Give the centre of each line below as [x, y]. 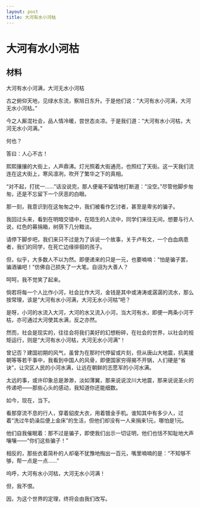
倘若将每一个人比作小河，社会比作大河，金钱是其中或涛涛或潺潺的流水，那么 [100, 292]
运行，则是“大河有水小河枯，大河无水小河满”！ [68, 340]
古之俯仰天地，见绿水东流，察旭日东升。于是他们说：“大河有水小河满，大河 [99, 100]
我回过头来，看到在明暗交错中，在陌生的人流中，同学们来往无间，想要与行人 [100, 219]
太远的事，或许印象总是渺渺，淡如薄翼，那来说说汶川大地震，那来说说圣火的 [100, 380]
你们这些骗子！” [49, 440]
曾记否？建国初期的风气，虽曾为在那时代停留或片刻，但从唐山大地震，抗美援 [100, 352]
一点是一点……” [40, 460]
